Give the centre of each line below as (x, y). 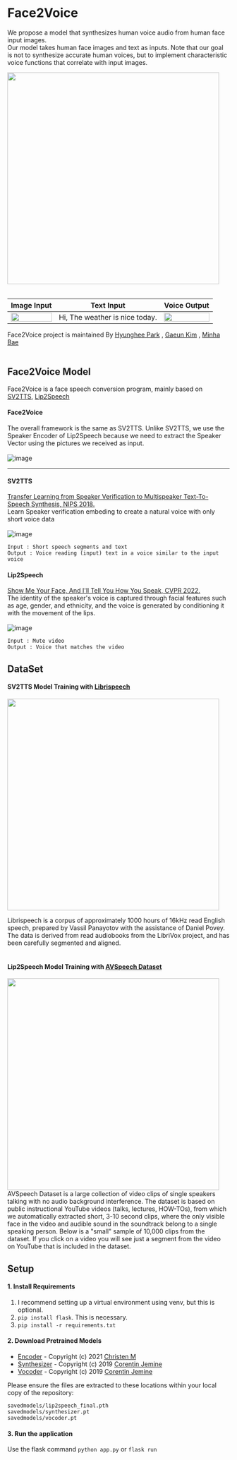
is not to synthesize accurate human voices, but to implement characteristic (117, 55)
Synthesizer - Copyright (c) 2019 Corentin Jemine (90, 1364)
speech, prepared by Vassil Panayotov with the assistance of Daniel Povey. (116, 928)
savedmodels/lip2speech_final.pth (58, 1406)
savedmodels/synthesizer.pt (49, 1412)
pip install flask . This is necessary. (73, 1317)
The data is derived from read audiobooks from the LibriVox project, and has (119, 935)
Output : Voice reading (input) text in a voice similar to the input (113, 553)
